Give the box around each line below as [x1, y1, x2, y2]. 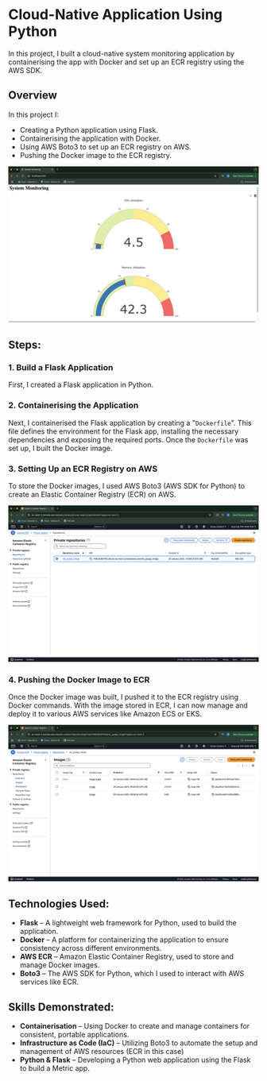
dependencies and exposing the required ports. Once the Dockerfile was [8, 434, 249, 444]
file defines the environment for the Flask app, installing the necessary [8, 427, 239, 436]
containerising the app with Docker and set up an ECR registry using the [8, 57, 245, 67]
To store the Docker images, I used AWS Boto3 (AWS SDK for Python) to [8, 481, 245, 491]
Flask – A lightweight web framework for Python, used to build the [19, 918, 237, 928]
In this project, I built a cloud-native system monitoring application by [8, 48, 235, 58]
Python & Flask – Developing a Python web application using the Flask [19, 1055, 251, 1064]
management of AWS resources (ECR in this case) [19, 1046, 184, 1056]
